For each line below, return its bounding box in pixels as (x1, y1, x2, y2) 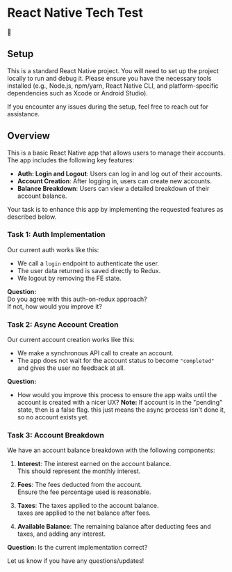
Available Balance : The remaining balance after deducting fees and (17, 523, 211, 531)
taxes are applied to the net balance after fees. (17, 509, 151, 517)
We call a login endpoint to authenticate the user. (17, 259, 160, 268)
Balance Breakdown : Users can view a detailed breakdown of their (17, 184, 210, 192)
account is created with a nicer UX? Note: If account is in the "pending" (17, 399, 223, 407)
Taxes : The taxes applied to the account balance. (17, 502, 159, 510)
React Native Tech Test (7, 5, 144, 21)
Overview (7, 130, 51, 142)
